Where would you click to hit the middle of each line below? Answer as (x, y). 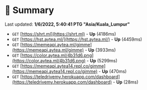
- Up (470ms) (113, 71)
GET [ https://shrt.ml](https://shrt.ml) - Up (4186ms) (64, 34)
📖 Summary (29, 10)
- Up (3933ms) (100, 50)
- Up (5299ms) (102, 60)
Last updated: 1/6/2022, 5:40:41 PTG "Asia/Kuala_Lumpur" (67, 24)
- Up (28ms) (126, 82)
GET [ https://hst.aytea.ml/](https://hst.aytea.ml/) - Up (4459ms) (77, 39)
